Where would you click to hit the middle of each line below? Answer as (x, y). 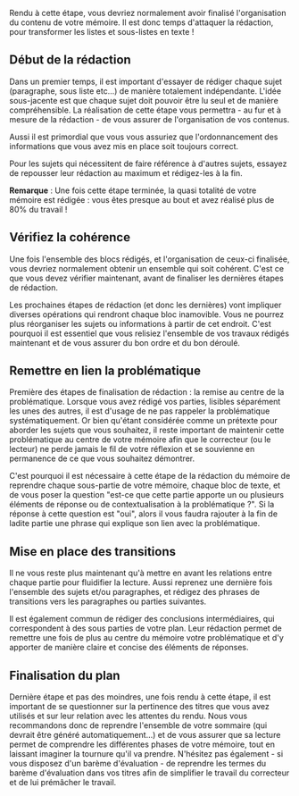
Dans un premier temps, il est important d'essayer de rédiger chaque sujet (146, 81)
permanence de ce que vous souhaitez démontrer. (102, 458)
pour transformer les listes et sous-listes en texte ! (102, 32)
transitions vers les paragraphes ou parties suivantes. (108, 601)
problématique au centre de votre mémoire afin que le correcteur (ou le (140, 440)
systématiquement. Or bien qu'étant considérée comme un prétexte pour (144, 421)
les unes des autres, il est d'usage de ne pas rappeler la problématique (140, 411)
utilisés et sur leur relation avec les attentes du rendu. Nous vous (129, 716)
